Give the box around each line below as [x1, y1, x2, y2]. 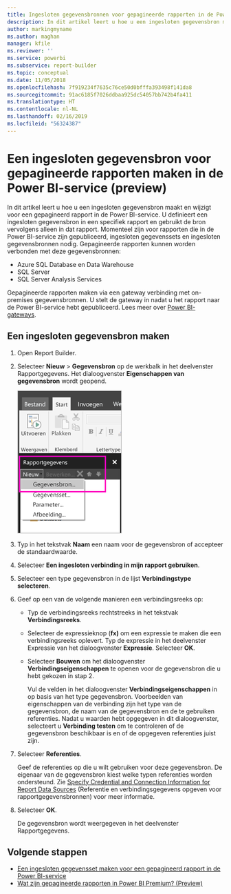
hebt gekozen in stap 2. [27, 671, 94, 679]
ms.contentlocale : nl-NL [7, 106, 78, 113]
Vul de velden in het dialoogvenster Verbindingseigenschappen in [27, 685, 218, 693]
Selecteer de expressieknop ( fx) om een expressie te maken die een [27, 628, 221, 637]
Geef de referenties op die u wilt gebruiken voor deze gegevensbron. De [16, 763, 223, 771]
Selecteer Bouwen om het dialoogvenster [27, 657, 146, 665]
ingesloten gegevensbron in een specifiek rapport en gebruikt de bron [7, 217, 206, 226]
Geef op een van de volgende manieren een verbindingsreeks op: [16, 595, 203, 603]
